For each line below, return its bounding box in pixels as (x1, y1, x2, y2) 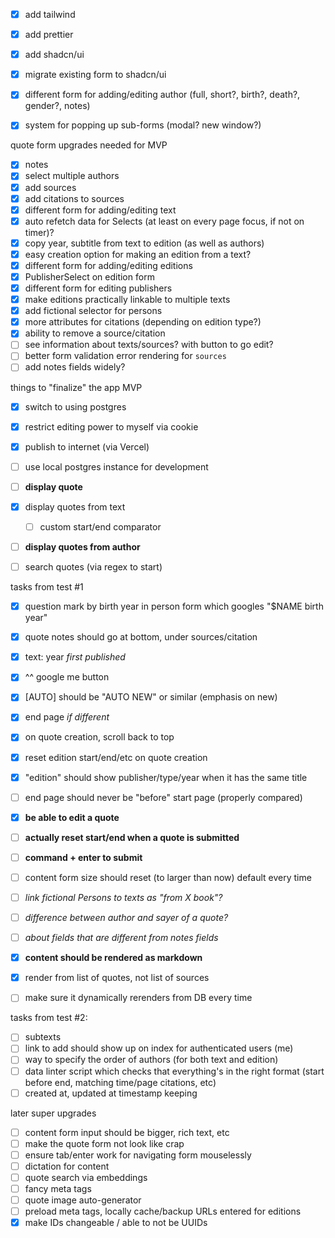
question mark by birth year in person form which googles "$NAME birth (24, 600, 324, 613)
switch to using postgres (24, 400, 127, 413)
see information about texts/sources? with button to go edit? (24, 339, 274, 351)
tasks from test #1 (10, 581, 84, 593)
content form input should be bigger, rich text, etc (24, 1126, 230, 1138)
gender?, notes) (24, 100, 91, 112)
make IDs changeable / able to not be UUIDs (24, 1217, 208, 1229)
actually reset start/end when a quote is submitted (24, 831, 240, 843)
